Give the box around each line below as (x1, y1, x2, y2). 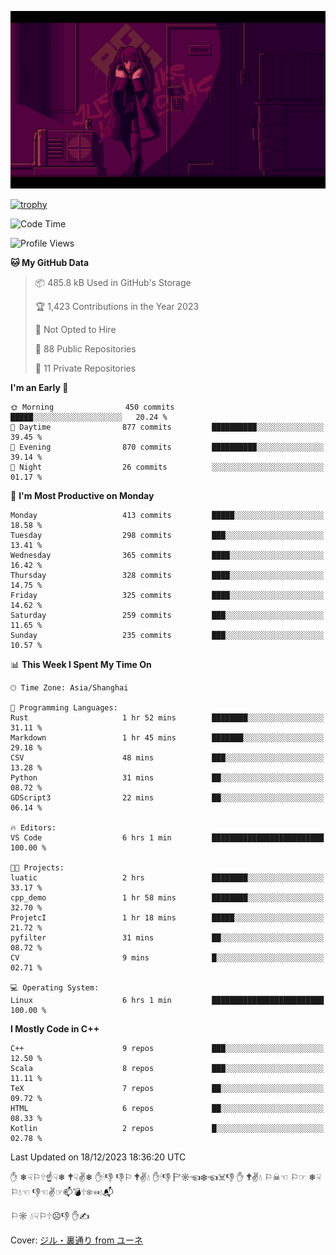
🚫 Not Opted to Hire (34, 323, 117, 335)
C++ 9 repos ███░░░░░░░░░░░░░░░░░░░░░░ (10, 1043, 325, 1053)
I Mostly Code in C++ (10, 1022, 100, 1035)
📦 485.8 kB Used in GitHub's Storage (34, 276, 192, 288)
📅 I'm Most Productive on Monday (10, 489, 155, 501)
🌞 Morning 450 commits (10, 402, 175, 412)
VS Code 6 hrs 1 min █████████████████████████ (10, 832, 325, 843)
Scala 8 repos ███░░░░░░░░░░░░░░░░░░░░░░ (10, 1063, 325, 1073)
